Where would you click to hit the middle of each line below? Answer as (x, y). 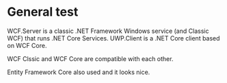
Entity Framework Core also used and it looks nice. (79, 72)
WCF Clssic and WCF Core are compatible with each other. (90, 58)
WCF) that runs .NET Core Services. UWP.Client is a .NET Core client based (113, 38)
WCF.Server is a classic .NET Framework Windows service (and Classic (108, 31)
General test (43, 12)
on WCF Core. (27, 45)
